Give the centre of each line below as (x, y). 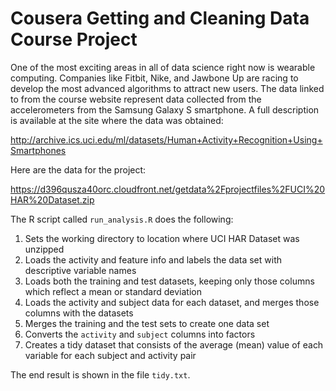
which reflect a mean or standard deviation (113, 291)
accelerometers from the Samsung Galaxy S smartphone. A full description (165, 109)
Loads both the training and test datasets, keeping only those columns (169, 281)
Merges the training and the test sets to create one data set (147, 323)
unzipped (44, 249)
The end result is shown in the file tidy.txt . (100, 374)
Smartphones (38, 150)
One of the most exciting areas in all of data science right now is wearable (163, 67)
